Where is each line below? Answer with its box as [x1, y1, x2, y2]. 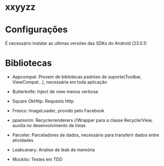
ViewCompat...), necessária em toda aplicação [12, 79, 107, 85]
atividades [12, 137, 33, 143]
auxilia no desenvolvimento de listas [12, 123, 86, 129]
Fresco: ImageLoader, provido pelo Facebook [12, 108, 104, 114]
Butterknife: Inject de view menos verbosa [12, 89, 98, 95]
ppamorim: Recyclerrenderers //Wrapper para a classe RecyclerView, [12, 117, 153, 123]
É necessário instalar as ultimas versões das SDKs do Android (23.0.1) [5, 40, 147, 46]
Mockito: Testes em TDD [12, 157, 63, 163]
